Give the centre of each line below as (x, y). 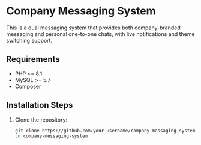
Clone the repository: (41, 120)
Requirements (33, 59)
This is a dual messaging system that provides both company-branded (94, 28)
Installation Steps (40, 105)
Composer (28, 86)
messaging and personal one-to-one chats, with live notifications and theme (100, 34)
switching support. (29, 40)
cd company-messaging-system (51, 136)
